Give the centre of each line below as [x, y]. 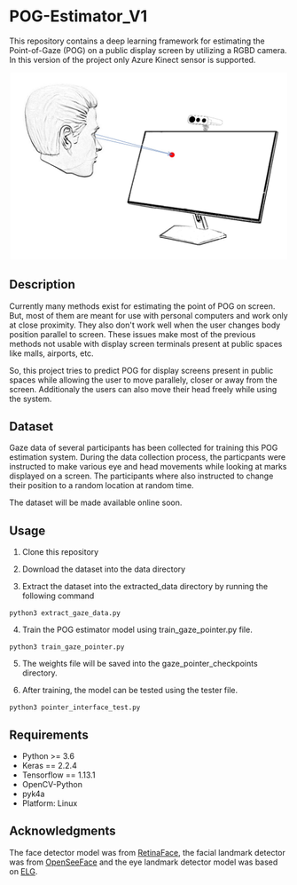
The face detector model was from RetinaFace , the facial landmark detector [148, 852]
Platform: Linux [50, 803]
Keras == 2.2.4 [49, 766]
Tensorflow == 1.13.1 [59, 775]
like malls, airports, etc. [52, 353]
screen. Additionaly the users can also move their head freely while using [143, 389]
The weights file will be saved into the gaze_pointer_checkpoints [140, 664]
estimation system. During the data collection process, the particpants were [148, 457]
